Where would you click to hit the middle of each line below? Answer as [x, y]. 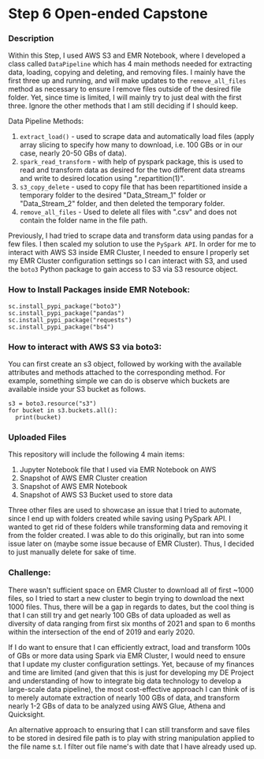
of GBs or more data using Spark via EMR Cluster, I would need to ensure [127, 656]
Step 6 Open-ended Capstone [108, 14]
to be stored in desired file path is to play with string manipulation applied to [131, 738]
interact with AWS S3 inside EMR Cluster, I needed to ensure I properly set [129, 253]
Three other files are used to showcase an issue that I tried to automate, [125, 510]
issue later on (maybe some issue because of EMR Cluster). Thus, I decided [131, 544]
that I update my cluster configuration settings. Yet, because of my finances [131, 663]
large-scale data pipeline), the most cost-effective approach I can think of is [132, 689]
